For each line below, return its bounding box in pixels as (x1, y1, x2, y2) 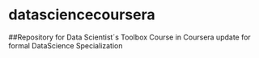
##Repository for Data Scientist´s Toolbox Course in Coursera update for (8, 32, 251, 42)
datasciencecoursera (8, 6, 155, 24)
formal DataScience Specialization (8, 40, 123, 50)
